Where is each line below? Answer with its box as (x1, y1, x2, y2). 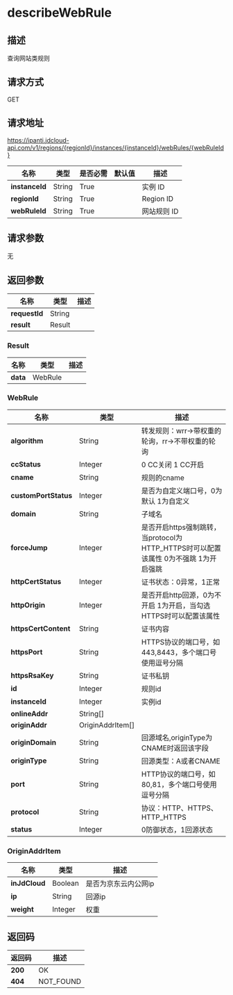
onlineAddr (10, 709, 49, 718)
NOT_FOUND (38, 976, 82, 986)
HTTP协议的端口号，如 (141, 769, 216, 779)
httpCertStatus (10, 576, 62, 586)
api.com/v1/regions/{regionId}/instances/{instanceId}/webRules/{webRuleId (7, 143, 224, 152)
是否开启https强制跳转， (141, 522, 221, 532)
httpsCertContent (10, 624, 71, 633)
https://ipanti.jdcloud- (7, 136, 69, 144)
